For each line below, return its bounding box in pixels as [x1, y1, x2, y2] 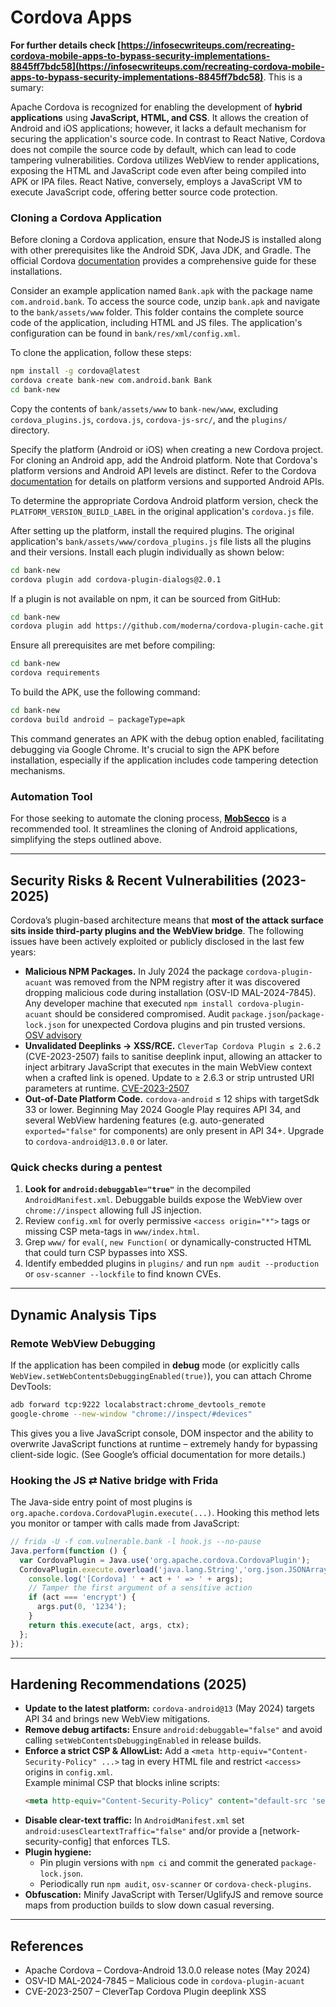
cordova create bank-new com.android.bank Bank [10, 376, 213, 386]
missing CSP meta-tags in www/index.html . [24, 1226, 200, 1238]
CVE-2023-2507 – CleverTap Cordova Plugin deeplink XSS [24, 1986, 267, 1997]
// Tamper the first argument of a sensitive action [28, 1583, 253, 1593]
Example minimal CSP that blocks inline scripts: [24, 1777, 220, 1789]
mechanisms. [10, 764, 66, 776]
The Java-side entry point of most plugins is [10, 1496, 193, 1508]
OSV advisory [24, 1029, 82, 1041]
